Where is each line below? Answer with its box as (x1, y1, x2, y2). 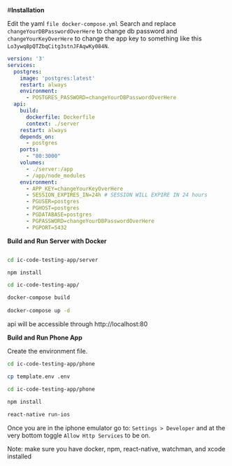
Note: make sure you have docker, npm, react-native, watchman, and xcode (7, 445, 226, 453)
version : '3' (7, 55, 45, 62)
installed (7, 452, 32, 460)
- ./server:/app (25, 166, 73, 173)
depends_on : (20, 133, 55, 140)
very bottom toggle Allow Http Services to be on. (7, 431, 151, 439)
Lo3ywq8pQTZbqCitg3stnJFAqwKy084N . (7, 42, 110, 50)
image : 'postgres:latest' (20, 75, 96, 82)
